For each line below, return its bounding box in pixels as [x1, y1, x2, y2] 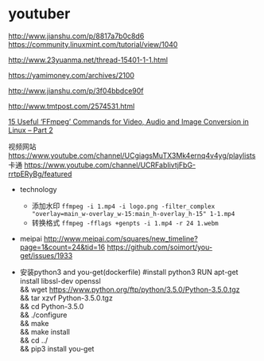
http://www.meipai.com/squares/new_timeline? [43, 233, 199, 243]
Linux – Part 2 [8, 125, 53, 135]
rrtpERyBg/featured [8, 169, 72, 179]
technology [19, 184, 57, 194]
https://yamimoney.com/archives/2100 [8, 70, 135, 80]
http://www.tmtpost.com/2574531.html [8, 101, 135, 111]
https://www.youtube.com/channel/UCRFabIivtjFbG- [23, 160, 196, 170]
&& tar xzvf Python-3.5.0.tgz [19, 292, 113, 303]
